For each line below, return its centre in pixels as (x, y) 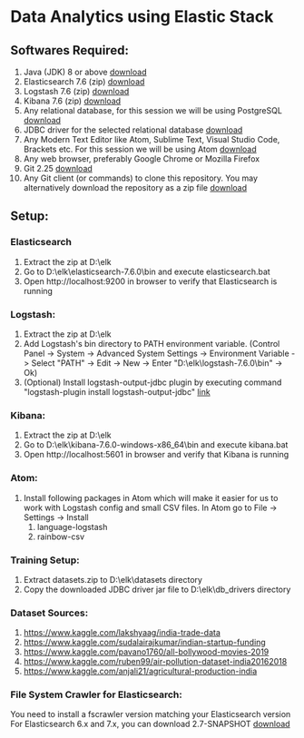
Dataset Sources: (49, 613)
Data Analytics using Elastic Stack (142, 17)
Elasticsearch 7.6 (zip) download (84, 82)
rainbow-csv (61, 536)
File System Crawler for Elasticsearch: (96, 694)
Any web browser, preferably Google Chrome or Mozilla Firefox (142, 159)
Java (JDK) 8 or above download (85, 72)
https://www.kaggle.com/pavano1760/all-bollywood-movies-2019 (146, 652)
